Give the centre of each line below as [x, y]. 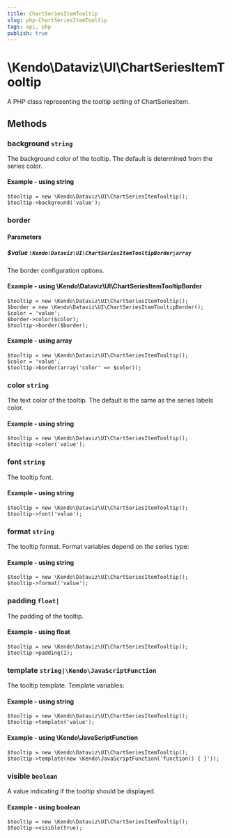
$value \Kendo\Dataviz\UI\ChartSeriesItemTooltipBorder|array [99, 253]
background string [40, 143]
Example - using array [40, 341]
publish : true [28, 33]
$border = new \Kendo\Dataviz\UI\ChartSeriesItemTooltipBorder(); [106, 307]
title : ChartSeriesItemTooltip [53, 14]
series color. [25, 166]
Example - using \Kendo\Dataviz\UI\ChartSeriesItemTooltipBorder [105, 286]
